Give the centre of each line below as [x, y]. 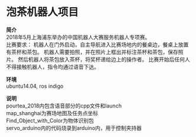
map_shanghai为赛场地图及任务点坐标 [52, 113]
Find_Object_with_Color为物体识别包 [50, 120]
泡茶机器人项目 [43, 12]
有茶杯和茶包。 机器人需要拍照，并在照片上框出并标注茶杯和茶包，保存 [92, 52]
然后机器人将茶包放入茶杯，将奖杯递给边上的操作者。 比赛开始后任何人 [104, 59]
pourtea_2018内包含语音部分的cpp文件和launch [64, 106]
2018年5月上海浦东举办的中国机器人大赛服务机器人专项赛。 [78, 37]
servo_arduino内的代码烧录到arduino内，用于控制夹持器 [74, 128]
